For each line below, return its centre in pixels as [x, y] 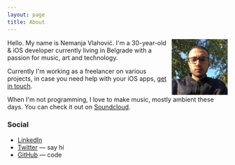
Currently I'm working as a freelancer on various [77, 71]
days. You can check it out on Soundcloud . [69, 107]
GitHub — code [40, 155]
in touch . [20, 86]
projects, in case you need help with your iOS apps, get [87, 78]
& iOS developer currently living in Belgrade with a [80, 50]
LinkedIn [30, 140]
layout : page [26, 15]
